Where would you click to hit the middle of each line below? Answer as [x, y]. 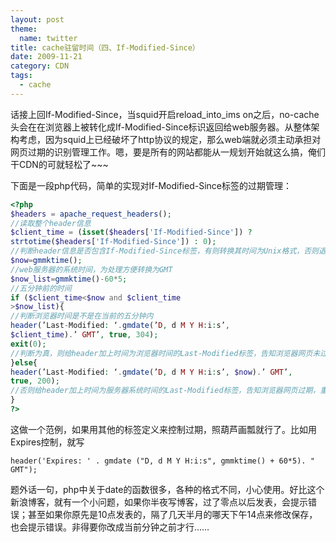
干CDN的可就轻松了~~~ [59, 164]
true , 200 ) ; [35, 381]
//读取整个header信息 [51, 223]
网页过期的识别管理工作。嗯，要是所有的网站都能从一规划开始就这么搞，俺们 [168, 152]
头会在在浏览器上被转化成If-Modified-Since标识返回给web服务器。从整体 [161, 127]
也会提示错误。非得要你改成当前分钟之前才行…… [110, 527]
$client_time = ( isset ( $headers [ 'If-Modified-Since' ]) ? [131, 232]
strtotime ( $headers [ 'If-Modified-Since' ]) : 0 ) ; [113, 242]
